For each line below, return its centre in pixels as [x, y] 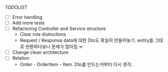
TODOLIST [16, 7]
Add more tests [28, 23]
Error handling [27, 17]
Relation [21, 58]
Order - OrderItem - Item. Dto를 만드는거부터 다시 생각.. [77, 64]
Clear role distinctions [43, 34]
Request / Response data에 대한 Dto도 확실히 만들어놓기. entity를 [87, 41]
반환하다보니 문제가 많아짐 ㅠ [54, 47]
